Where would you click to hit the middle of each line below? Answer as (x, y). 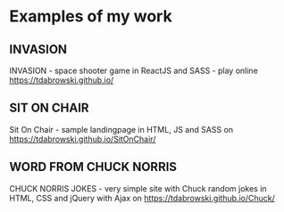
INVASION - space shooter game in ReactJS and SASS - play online (134, 70)
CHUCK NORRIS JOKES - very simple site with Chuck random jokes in (138, 188)
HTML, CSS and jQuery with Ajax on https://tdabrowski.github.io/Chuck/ (142, 198)
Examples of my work (91, 16)
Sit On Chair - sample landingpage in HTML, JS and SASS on (121, 129)
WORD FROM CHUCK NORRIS (93, 167)
